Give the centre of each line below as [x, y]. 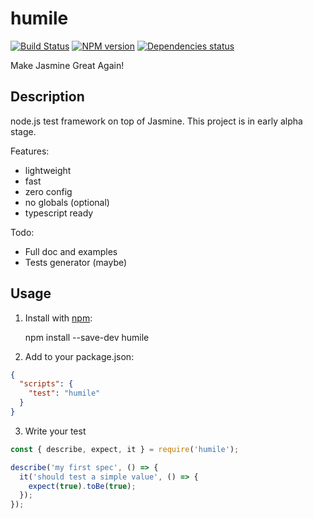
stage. [23, 131]
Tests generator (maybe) [76, 262]
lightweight [48, 170]
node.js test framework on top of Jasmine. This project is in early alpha [156, 121]
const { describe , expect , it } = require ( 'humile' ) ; [125, 449]
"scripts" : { [46, 384]
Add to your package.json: [79, 356]
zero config [48, 191]
